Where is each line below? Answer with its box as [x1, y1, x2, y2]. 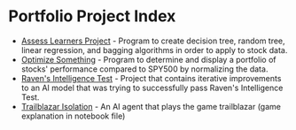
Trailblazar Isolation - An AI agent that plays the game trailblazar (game [20, 101, 281, 111]
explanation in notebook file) [20, 111, 126, 121]
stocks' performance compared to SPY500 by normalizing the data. [20, 64, 269, 74]
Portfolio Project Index [8, 6, 176, 27]
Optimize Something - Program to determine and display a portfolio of [20, 54, 277, 65]
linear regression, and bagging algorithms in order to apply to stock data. [20, 44, 288, 55]
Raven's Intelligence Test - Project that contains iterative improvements [20, 73, 282, 83]
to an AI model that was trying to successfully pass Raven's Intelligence [20, 82, 284, 93]
